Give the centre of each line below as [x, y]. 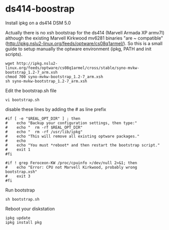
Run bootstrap [20, 190]
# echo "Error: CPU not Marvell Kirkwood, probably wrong [71, 167]
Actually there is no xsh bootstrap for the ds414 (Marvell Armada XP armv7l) [85, 32]
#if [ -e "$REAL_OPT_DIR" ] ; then [43, 119]
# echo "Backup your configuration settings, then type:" [71, 123]
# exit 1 [18, 149]
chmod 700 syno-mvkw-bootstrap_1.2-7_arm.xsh [54, 76]
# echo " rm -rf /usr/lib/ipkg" [44, 132]
